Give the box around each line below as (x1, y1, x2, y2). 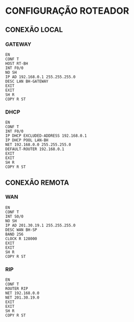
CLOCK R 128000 (5, 236, 37, 241)
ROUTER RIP (5, 286, 28, 291)
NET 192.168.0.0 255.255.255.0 (5, 142, 71, 148)
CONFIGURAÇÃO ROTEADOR (5, 5, 129, 17)
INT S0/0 (5, 214, 24, 219)
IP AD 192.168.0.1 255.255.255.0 (5, 74, 76, 79)
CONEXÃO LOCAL (5, 25, 63, 34)
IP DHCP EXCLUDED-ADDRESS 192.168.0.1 (5, 133, 87, 138)
